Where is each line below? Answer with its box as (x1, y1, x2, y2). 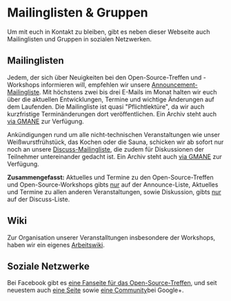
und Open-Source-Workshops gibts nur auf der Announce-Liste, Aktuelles (7, 180, 219, 189)
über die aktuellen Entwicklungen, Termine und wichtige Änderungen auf (7, 95, 215, 103)
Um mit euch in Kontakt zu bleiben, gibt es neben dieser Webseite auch (7, 28, 210, 36)
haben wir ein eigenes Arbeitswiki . (7, 240, 106, 249)
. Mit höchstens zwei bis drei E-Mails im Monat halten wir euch (39, 87, 217, 96)
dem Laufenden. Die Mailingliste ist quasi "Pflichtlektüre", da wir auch (7, 102, 205, 111)
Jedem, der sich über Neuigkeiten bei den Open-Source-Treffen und (7, 73, 202, 81)
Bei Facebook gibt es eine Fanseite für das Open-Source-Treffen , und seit (7, 279, 217, 287)
